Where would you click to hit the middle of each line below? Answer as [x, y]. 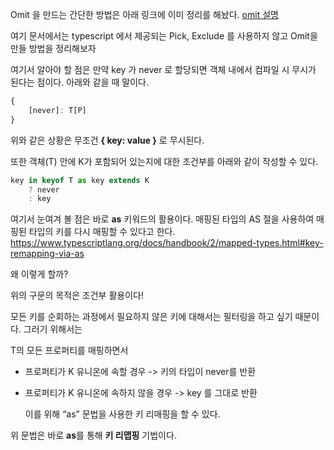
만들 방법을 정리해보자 [53, 48]
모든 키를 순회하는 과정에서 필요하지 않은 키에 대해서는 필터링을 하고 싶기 [151, 317]
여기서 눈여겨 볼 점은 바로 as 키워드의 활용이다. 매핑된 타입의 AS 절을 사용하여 [162, 219]
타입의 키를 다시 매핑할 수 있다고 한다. [102, 232]
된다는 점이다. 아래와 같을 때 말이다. [79, 82]
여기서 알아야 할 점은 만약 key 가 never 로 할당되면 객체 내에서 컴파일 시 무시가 [163, 69]
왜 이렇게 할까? [39, 274]
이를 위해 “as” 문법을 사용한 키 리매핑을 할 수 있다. [122, 414]
